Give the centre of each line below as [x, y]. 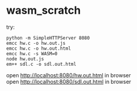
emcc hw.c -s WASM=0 [32, 54]
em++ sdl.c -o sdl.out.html [41, 64]
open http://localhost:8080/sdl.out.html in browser [69, 81]
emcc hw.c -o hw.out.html [38, 48]
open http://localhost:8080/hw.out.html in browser [68, 75]
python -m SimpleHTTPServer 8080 [48, 38]
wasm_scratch [44, 10]
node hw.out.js [25, 59]
